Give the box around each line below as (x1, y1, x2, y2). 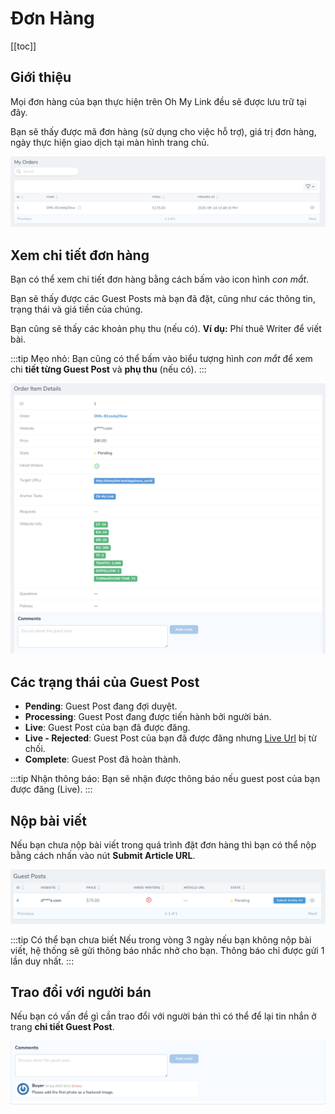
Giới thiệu (10, 69, 72, 86)
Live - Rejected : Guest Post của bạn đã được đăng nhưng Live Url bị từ (24, 732, 317, 744)
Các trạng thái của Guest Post (10, 673, 200, 691)
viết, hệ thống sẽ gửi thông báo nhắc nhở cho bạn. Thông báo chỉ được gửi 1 (10, 944, 325, 956)
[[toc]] (10, 40, 37, 52)
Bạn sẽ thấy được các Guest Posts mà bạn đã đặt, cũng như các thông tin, (10, 293, 316, 305)
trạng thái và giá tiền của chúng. (10, 303, 143, 316)
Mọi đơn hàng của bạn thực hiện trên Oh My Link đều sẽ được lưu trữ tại (10, 95, 307, 107)
